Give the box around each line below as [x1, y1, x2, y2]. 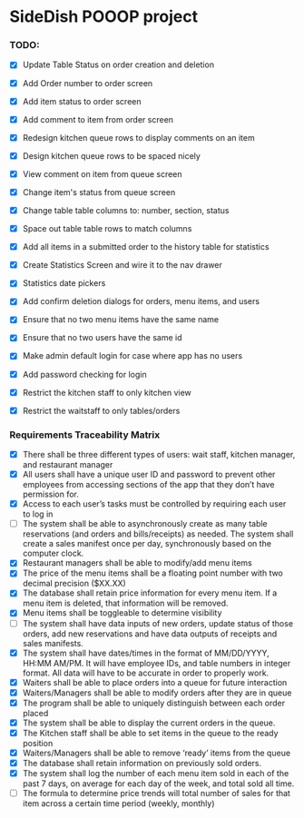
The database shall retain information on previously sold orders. [22, 758, 262, 769]
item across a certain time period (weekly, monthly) [22, 798, 215, 809]
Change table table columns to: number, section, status [22, 204, 230, 215]
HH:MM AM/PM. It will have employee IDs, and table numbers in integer [22, 657, 291, 668]
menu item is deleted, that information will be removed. [22, 597, 229, 609]
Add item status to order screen [22, 95, 142, 106]
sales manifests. [22, 637, 83, 648]
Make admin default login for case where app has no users [22, 350, 243, 361]
